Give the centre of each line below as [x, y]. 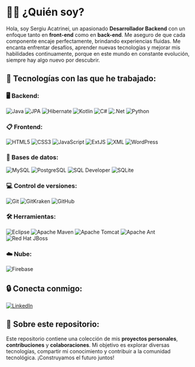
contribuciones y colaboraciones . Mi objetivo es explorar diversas [88, 345]
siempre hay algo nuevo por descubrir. [53, 60]
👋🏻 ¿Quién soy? [45, 12]
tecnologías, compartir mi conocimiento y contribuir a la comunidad [88, 351]
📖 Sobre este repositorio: [53, 325]
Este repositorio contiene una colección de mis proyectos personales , [92, 339]
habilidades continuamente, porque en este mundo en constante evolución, [98, 53]
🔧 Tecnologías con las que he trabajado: [81, 79]
